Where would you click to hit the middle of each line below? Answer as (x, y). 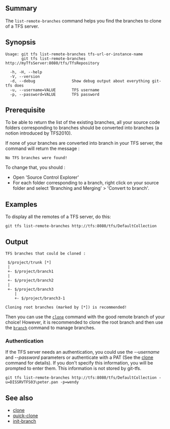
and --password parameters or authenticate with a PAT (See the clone (79, 357)
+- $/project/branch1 (30, 272)
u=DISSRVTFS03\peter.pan (32, 382)
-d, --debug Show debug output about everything (80, 81)
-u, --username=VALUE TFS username (55, 90)
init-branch (24, 421)
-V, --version (25, 76)
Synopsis (20, 42)
